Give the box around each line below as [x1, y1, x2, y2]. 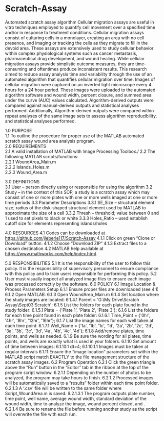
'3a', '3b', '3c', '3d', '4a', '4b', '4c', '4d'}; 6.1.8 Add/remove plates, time [5, 328, 144, 334]
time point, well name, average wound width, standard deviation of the [5, 396, 147, 401]
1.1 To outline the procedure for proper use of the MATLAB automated [5, 133, 144, 139]
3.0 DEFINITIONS [5, 178, 40, 184]
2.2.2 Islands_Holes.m [5, 164, 50, 170]
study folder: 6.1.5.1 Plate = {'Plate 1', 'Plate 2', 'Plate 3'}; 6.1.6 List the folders [5, 307, 159, 313]
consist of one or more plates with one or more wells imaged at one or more [5, 194, 158, 200]
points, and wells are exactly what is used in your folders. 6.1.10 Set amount [5, 338, 156, 344]
